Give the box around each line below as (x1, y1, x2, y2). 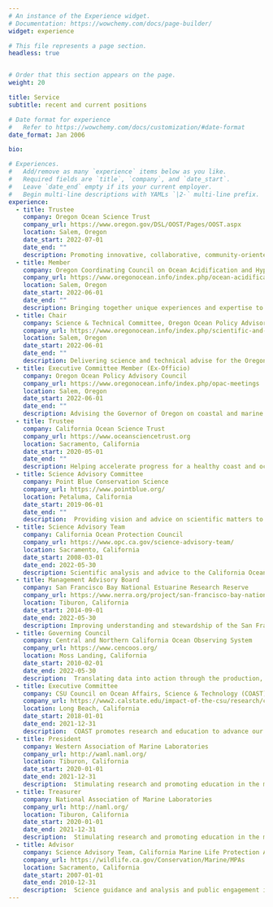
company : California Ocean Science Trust (23, 425, 165, 433)
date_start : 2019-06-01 (23, 500, 104, 508)
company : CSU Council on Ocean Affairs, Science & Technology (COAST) (23, 689, 267, 698)
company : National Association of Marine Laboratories (23, 795, 213, 804)
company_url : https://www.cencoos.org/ (23, 644, 158, 652)
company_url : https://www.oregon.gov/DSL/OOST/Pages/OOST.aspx (23, 220, 242, 229)
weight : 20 (8, 79, 45, 87)
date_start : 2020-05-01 (23, 447, 104, 456)
